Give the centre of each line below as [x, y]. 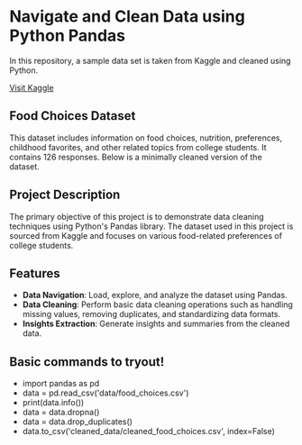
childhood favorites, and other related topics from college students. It [138, 147]
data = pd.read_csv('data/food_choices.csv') [105, 393]
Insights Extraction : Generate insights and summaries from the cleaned [156, 324]
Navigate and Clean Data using [127, 17]
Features [35, 273]
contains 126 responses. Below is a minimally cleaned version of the [136, 157]
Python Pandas [68, 36]
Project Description [65, 195]
